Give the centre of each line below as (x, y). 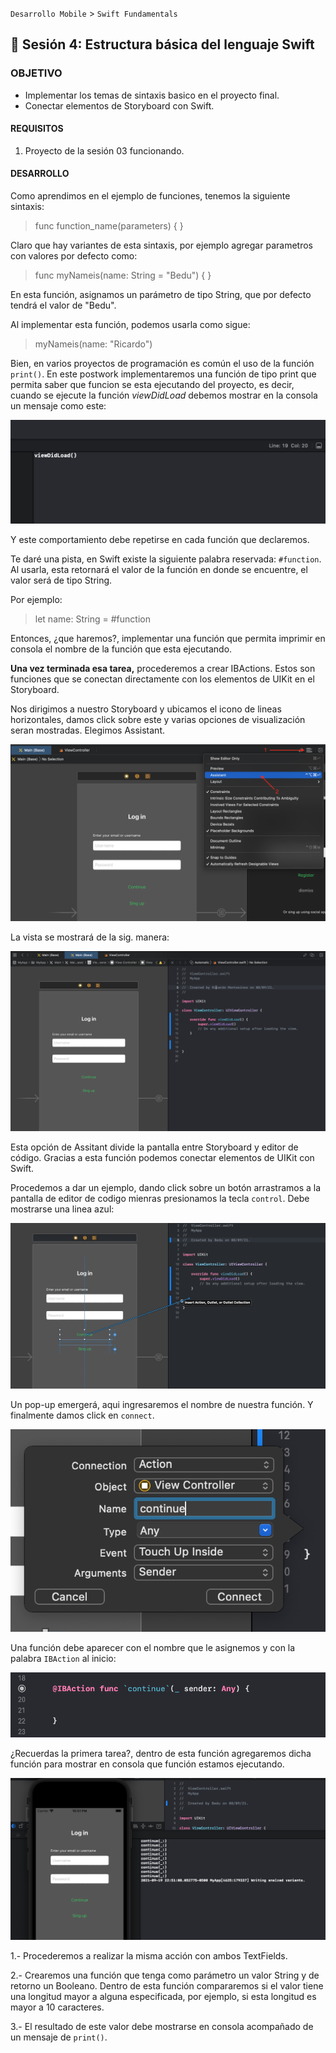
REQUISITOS (37, 129)
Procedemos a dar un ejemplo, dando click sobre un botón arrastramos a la (166, 1188)
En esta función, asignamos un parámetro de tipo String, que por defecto (161, 295)
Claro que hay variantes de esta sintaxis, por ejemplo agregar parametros (161, 245)
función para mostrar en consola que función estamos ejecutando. (147, 1764)
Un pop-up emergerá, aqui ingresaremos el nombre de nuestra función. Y (162, 1404)
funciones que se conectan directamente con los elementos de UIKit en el (162, 679)
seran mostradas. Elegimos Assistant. (87, 730)
